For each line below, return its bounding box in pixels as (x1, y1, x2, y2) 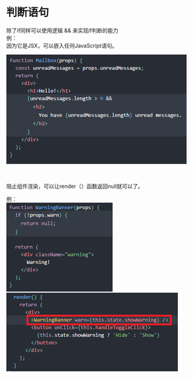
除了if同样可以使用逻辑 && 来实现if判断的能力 (6, 27, 119, 34)
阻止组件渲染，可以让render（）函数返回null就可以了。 (6, 182, 144, 190)
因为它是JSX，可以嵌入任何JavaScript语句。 (6, 42, 118, 49)
